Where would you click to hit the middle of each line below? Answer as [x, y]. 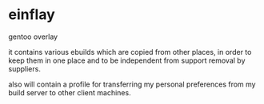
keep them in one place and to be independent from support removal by [127, 60]
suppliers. [25, 68]
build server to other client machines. [70, 92]
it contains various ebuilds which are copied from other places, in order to [130, 52]
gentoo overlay [33, 37]
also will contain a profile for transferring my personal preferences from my [132, 84]
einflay [32, 15]
